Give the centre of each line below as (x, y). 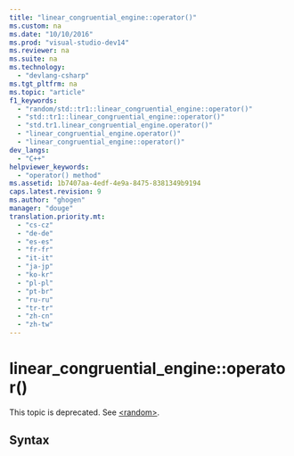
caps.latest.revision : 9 (55, 192)
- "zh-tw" (35, 325)
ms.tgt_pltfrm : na (43, 84)
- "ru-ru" (35, 300)
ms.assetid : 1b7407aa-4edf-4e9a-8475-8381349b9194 (105, 184)
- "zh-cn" (35, 316)
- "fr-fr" (35, 250)
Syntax (29, 440)
